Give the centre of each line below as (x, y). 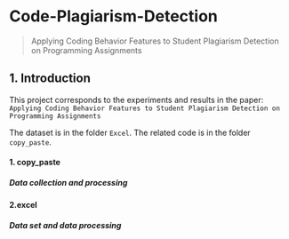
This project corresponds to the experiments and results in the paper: (136, 100)
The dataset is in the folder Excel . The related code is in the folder (130, 132)
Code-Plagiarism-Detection (113, 16)
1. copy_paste (35, 163)
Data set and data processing (65, 225)
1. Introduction (50, 79)
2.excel (23, 205)
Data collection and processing (68, 182)
